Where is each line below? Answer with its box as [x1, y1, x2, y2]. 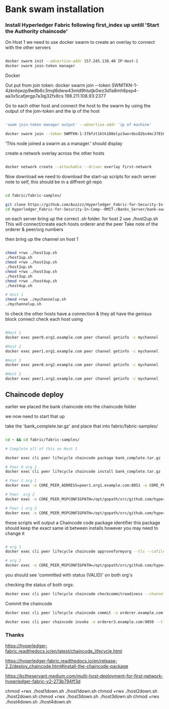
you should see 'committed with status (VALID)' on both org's [5, 572, 133, 578]
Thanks [5, 631, 24, 638]
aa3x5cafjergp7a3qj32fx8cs [5, 93, 64, 99]
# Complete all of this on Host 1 [5, 446, 78, 451]
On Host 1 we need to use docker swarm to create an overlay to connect [5, 39, 155, 45]
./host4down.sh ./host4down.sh [5, 698, 71, 704]
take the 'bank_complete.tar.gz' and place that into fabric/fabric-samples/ [5, 423, 158, 429]
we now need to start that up [5, 413, 65, 419]
